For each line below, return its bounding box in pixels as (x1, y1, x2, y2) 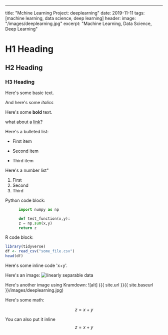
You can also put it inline (5, 316, 56, 322)
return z (18, 225, 37, 230)
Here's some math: (5, 297, 44, 303)
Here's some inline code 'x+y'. (5, 262, 67, 268)
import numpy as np (18, 207, 59, 212)
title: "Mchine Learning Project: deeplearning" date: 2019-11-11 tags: (5, 10, 145, 16)
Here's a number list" (5, 167, 49, 173)
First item (12, 138, 32, 144)
